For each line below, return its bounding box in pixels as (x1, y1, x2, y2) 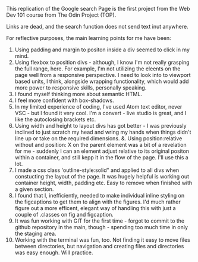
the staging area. (14, 230, 56, 237)
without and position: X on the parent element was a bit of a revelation (14, 141, 187, 148)
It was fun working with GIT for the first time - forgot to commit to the (14, 217, 185, 224)
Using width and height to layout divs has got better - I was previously (14, 122, 187, 129)
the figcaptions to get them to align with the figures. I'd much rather (14, 198, 181, 205)
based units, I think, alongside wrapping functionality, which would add (14, 78, 189, 85)
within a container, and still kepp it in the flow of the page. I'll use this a (14, 154, 188, 161)
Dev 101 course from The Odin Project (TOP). (6, 11, 117, 19)
